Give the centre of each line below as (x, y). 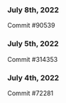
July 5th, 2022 (33, 44)
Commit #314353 (33, 59)
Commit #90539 (31, 26)
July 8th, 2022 (33, 10)
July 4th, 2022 (33, 77)
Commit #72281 (31, 93)
